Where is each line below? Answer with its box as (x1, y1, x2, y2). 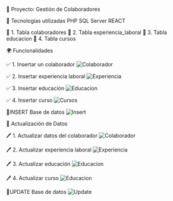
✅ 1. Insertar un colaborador (6, 61, 76, 68)
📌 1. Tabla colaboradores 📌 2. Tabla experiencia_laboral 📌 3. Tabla (6, 29, 168, 36)
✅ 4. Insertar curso (6, 97, 53, 104)
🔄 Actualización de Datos (6, 120, 68, 127)
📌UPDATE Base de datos (6, 188, 67, 195)
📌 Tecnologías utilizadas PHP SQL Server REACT (6, 17, 126, 24)
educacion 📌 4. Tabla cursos (6, 35, 76, 42)
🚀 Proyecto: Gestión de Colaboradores (6, 6, 100, 13)
